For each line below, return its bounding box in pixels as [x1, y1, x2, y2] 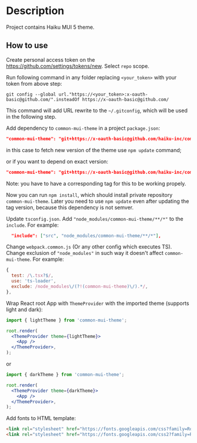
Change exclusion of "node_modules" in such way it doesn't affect [6, 250, 164, 257]
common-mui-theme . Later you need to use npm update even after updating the [6, 197, 189, 204]
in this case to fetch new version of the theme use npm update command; [6, 146, 182, 153]
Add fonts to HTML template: [6, 415, 76, 422]
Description [6, 4, 64, 18]
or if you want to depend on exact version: [6, 157, 108, 165]
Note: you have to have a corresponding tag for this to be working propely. [6, 180, 186, 187]
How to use [6, 41, 48, 51]
